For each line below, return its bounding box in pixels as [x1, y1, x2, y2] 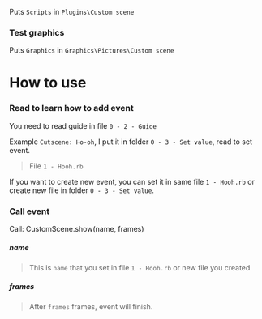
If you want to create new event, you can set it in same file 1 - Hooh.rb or [9, 177, 255, 186]
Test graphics [9, 27, 65, 38]
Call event [9, 206, 50, 217]
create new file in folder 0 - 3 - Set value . [9, 185, 155, 195]
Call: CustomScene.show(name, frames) [9, 224, 144, 234]
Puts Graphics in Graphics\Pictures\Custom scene [9, 45, 174, 55]
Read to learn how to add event [9, 103, 134, 114]
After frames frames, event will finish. [28, 302, 153, 312]
